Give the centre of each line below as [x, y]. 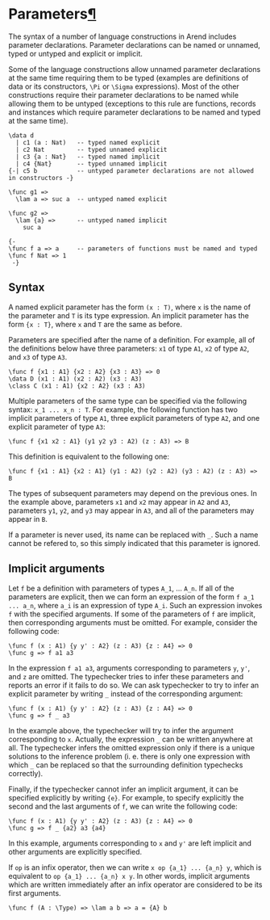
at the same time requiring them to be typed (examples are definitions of [129, 78]
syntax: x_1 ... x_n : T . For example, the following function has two [123, 410]
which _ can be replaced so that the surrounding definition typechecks [126, 765]
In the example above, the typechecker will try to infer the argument [121, 730]
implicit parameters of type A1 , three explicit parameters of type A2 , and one [134, 418]
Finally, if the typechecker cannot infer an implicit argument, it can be [124, 789]
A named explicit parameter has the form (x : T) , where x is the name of [130, 307]
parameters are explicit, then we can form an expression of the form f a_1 [131, 597]
